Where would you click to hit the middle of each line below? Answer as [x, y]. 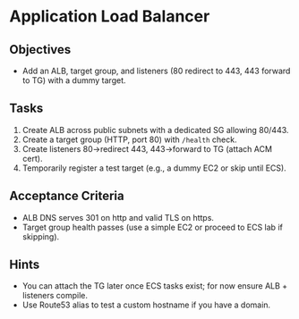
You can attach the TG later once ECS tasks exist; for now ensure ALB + [155, 286]
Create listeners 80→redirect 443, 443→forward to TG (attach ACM [147, 148]
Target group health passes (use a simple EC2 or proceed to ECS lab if [153, 227]
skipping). [41, 236]
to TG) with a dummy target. [74, 80]
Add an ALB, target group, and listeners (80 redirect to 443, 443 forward [156, 71]
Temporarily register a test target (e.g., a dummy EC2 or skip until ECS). [154, 168]
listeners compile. [55, 296]
